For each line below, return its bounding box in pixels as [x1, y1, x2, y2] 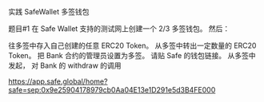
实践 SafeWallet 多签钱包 [8, 7, 90, 16]
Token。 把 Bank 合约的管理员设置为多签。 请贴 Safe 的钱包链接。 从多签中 [8, 51, 256, 60]
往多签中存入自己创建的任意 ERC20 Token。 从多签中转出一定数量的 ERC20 [8, 41, 257, 50]
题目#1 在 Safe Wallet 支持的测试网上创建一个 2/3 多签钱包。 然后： [8, 24, 230, 33]
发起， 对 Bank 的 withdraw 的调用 [8, 61, 122, 70]
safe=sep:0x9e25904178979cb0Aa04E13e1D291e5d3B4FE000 [8, 85, 216, 94]
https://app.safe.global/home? [8, 76, 108, 86]
